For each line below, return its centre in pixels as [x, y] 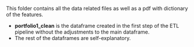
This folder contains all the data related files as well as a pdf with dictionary [97, 8]
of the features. [25, 15]
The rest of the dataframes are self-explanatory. [73, 38]
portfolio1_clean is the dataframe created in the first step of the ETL [97, 26]
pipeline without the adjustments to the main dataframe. [82, 32]
